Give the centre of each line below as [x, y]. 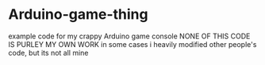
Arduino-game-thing [78, 14]
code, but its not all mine [48, 52]
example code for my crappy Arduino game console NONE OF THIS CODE [129, 36]
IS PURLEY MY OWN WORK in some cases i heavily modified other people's [132, 44]
